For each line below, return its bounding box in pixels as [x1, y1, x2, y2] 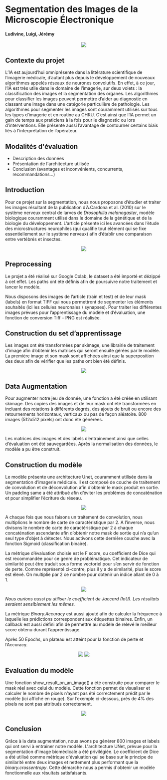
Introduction [5, 186, 45, 194]
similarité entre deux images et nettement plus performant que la [5, 759, 139, 765]
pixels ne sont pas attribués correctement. [5, 701, 92, 707]
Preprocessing [5, 260, 52, 268]
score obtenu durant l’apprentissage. [5, 627, 81, 633]
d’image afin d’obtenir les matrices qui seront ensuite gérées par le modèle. [5, 348, 161, 354]
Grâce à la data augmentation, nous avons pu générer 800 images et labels [5, 738, 160, 744]
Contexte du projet [5, 56, 65, 64]
